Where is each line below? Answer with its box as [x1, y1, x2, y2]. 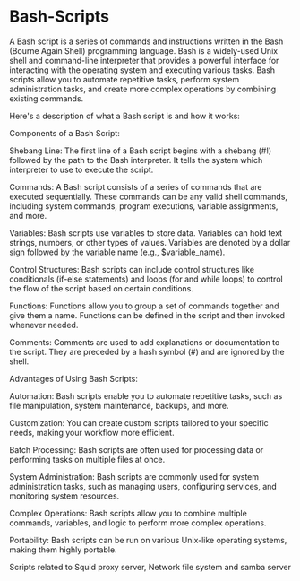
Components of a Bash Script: [9, 127, 121, 138]
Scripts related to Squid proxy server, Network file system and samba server [9, 561, 291, 572]
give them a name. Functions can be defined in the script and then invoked [9, 309, 285, 320]
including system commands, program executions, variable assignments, [9, 200, 279, 212]
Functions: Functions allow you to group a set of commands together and [9, 300, 279, 311]
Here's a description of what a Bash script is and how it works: [9, 110, 240, 121]
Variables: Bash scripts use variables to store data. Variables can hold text [9, 227, 283, 238]
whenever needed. [9, 319, 79, 330]
